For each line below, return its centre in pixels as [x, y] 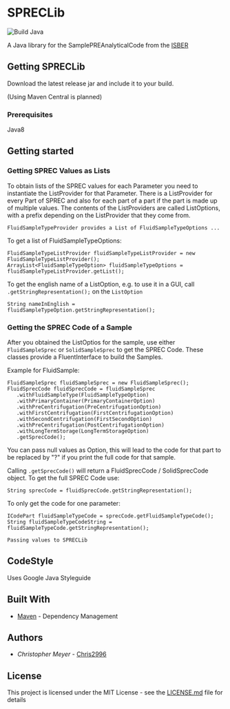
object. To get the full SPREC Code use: [63, 478]
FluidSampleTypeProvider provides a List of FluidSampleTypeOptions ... [114, 228]
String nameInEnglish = [41, 304]
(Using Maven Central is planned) [54, 96]
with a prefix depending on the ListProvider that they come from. [99, 215]
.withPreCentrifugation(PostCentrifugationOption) [91, 425]
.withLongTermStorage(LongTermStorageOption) [83, 431]
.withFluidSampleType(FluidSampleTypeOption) [83, 395]
